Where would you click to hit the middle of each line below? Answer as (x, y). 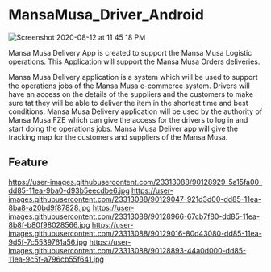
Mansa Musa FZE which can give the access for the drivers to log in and (128, 119)
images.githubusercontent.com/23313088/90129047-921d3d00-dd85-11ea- (135, 199)
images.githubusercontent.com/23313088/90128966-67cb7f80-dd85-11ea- (134, 216)
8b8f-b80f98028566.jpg (49, 224)
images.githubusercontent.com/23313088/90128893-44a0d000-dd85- (127, 250)
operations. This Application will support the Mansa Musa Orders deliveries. (134, 61)
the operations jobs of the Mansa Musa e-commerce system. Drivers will (129, 86)
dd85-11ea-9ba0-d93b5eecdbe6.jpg (69, 190)
